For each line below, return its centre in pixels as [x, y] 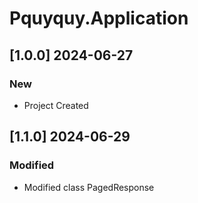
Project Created [56, 105]
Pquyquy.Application [99, 18]
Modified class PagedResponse [89, 187]
